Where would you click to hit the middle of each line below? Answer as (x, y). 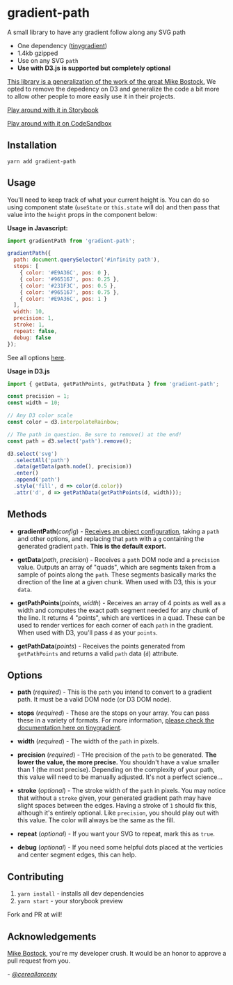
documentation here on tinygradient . (70, 728)
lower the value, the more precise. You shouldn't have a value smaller (118, 762)
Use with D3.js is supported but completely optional (94, 68)
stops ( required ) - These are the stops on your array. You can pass (113, 713)
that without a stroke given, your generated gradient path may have (114, 798)
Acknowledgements (52, 936)
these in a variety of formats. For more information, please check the (115, 720)
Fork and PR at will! (35, 914)
